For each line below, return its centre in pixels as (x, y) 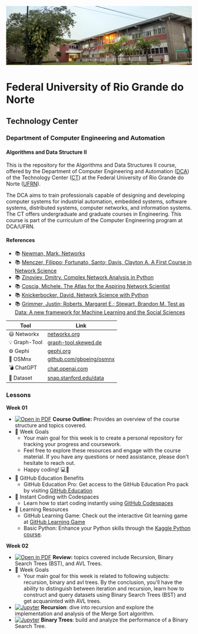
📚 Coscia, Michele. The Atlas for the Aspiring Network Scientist (92, 286)
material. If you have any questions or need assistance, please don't (106, 457)
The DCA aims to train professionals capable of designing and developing (95, 195)
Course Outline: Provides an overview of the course (116, 419)
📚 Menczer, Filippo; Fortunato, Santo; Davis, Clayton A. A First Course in (103, 262)
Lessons (19, 395)
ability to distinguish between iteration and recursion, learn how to (104, 589)
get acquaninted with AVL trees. (62, 601)
